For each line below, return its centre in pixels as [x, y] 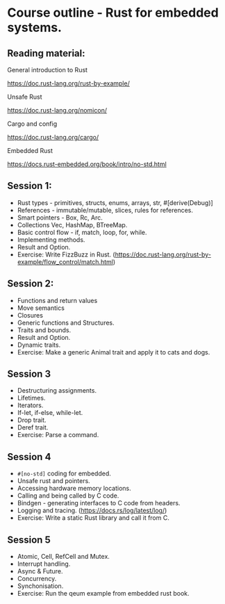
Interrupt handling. [44, 564]
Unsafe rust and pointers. [53, 481]
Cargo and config [32, 124]
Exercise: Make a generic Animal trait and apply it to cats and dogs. [114, 352]
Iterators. [30, 405]
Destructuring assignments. [57, 391]
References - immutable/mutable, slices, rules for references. [105, 210]
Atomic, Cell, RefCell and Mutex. [63, 557]
